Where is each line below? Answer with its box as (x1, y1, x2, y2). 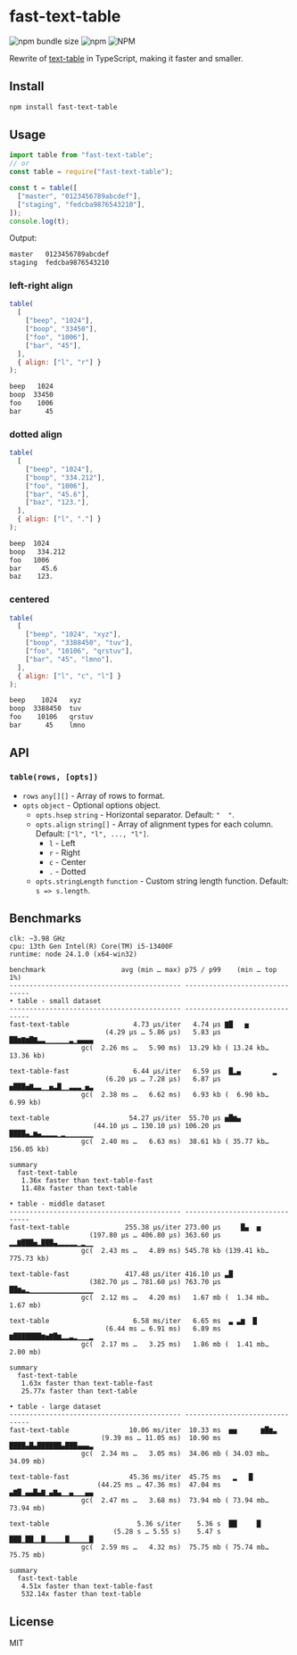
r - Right (48, 847, 80, 858)
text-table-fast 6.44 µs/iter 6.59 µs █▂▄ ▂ (9, 1067, 277, 1076)
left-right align (9, 279, 73, 292)
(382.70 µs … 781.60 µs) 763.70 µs (88, 1278, 221, 1287)
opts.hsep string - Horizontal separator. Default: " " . (35, 809, 235, 819)
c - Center (48, 856, 87, 867)
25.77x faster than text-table (21, 1387, 138, 1396)
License (9, 1614, 54, 1629)
